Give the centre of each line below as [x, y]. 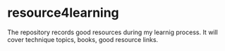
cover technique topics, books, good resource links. [83, 39]
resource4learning [63, 13]
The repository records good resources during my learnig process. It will [113, 32]
